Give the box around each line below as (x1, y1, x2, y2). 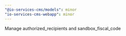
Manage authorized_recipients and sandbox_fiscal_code (5, 25, 121, 31)
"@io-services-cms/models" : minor (5, 7, 77, 12)
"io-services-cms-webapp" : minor (5, 12, 75, 17)
